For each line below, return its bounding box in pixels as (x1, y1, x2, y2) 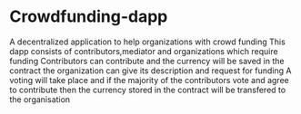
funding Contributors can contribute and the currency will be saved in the (9, 55, 285, 66)
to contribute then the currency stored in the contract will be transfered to (9, 84, 286, 95)
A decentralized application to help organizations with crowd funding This (9, 36, 286, 47)
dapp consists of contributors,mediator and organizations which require (9, 45, 279, 56)
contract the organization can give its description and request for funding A (9, 65, 292, 76)
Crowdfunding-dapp (9, 6, 168, 27)
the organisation (9, 93, 71, 105)
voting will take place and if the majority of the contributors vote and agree (9, 74, 289, 85)
